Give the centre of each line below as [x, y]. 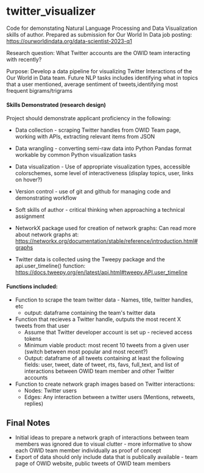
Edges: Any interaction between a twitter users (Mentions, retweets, [110, 397]
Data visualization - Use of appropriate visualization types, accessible [103, 167]
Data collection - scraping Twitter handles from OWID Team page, [98, 130]
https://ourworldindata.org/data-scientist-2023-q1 [69, 41]
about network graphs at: [47, 235]
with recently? [24, 59]
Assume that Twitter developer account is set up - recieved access [108, 332]
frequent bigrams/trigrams [40, 90]
